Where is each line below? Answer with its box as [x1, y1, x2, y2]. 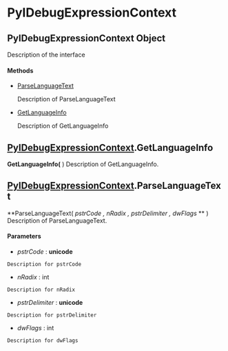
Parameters [7, 232, 41, 241]
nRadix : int [17, 273, 50, 281]
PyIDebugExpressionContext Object [7, 32, 166, 44]
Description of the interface [7, 50, 85, 59]
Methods [7, 66, 34, 74]
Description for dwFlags [7, 337, 79, 344]
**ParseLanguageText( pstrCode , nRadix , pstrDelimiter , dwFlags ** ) [7, 209, 209, 217]
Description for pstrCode [7, 261, 81, 268]
